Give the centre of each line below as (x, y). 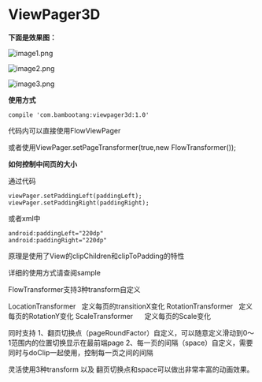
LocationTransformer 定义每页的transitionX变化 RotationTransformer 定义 (131, 306)
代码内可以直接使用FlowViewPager (65, 130)
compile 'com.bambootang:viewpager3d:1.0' (79, 115)
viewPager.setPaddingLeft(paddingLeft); (76, 196)
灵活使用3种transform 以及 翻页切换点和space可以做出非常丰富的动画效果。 (131, 369)
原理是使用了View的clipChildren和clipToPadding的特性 (96, 256)
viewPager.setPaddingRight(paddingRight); (79, 203)
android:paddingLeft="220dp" (56, 233)
